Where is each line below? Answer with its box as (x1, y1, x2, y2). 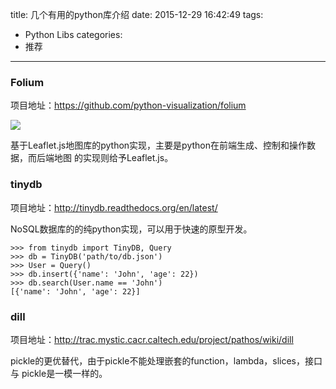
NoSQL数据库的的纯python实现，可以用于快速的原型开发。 (10, 223, 253, 235)
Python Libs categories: (24, 29, 123, 40)
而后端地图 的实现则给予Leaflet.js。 (27, 152, 174, 164)
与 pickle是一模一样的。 (10, 367, 108, 379)
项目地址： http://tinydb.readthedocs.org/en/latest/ (10, 201, 218, 213)
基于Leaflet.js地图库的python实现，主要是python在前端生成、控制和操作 (10, 139, 307, 152)
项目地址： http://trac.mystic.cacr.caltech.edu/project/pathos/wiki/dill (10, 333, 294, 345)
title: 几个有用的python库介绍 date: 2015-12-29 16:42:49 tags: (10, 9, 264, 20)
